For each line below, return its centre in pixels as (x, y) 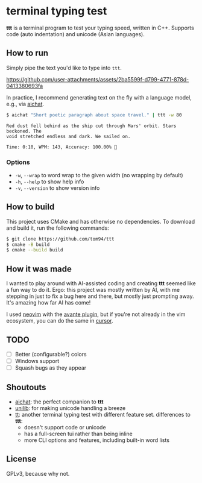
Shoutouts (26, 387)
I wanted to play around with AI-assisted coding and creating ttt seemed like (101, 283)
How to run (27, 53)
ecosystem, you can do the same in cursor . (60, 321)
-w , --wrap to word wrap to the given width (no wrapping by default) (99, 175)
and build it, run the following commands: (58, 228)
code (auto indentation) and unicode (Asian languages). (75, 34)
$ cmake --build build (35, 250)
